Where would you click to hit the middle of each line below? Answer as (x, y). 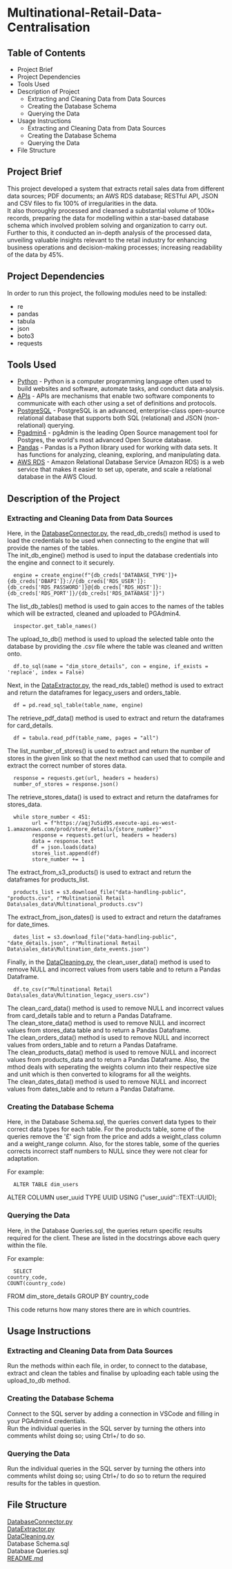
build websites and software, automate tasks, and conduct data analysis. (120, 389)
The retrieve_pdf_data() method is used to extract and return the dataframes (116, 718)
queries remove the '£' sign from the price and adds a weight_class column (114, 1137)
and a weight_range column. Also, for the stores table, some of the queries (113, 1144)
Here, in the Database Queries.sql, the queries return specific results (105, 1230)
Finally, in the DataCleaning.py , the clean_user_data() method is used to (109, 962)
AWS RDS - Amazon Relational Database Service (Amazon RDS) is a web (120, 462)
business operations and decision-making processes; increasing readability (115, 247)
